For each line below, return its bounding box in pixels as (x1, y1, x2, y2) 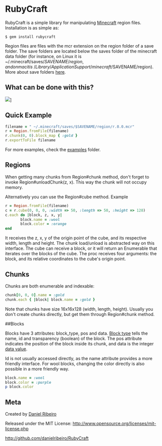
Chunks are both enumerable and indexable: (5, 283, 94, 289)
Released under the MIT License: (5, 420, 72, 426)
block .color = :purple (5, 380, 51, 385)
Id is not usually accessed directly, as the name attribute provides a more (5, 355, 153, 361)
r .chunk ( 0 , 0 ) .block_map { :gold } (5, 133, 78, 138)
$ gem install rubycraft (5, 34, 56, 39)
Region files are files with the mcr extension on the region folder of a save (5, 43, 154, 49)
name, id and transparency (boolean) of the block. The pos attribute (5, 335, 142, 341)
